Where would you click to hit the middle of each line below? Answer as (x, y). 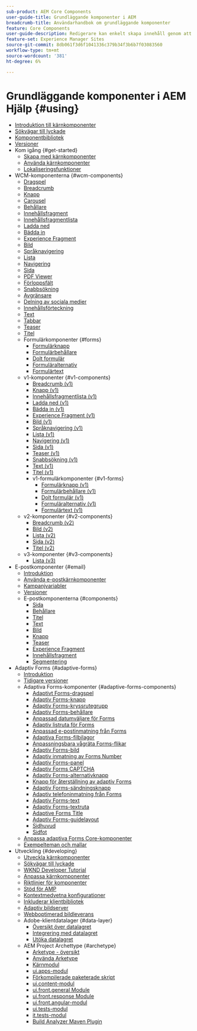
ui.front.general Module (61, 990)
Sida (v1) (43, 447)
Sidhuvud (44, 826)
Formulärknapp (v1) (65, 485)
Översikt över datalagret (62, 927)
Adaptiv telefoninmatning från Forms (77, 794)
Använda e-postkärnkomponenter (65, 579)
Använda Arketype (55, 959)
